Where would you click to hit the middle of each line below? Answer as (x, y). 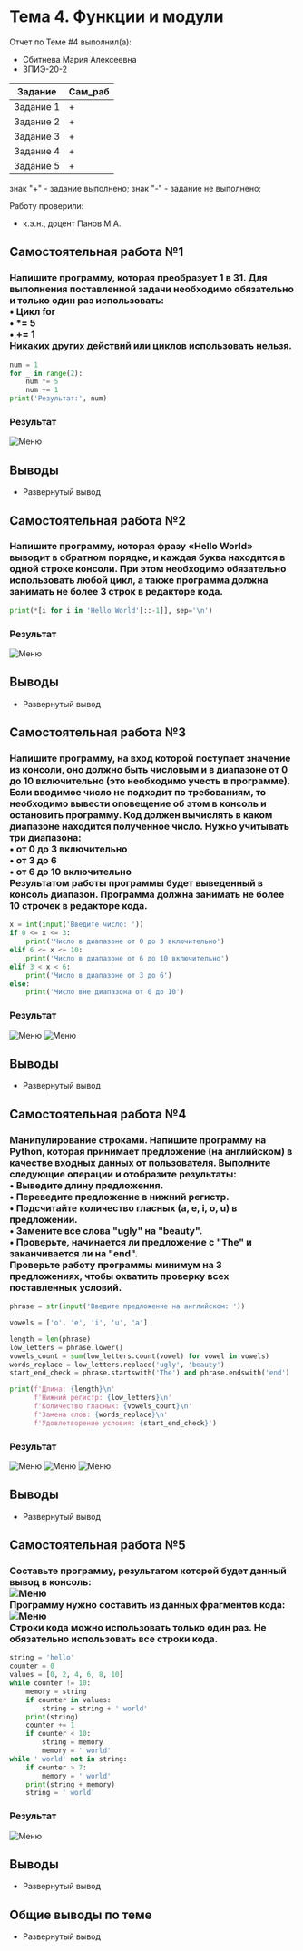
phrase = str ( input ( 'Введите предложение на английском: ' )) (127, 1306)
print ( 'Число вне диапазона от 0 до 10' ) (105, 992)
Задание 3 (37, 136)
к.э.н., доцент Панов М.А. (72, 223)
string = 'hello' (42, 1658)
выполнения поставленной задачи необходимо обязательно (152, 290)
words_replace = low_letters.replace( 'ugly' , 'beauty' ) (117, 1365)
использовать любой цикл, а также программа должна (139, 580)
